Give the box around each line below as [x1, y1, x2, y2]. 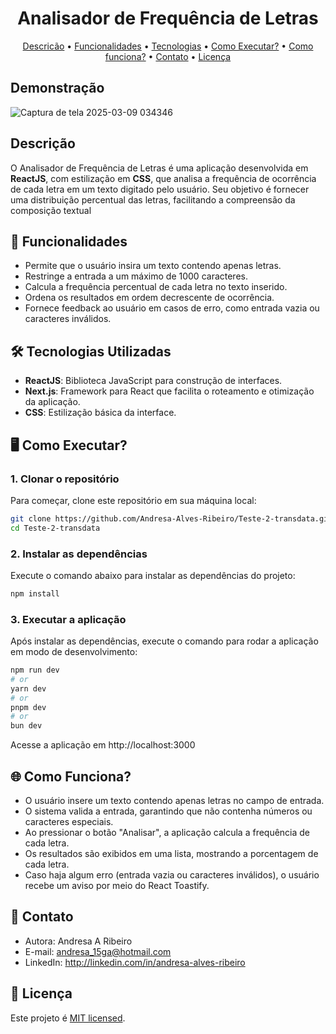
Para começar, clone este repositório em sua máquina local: [10, 494, 257, 506]
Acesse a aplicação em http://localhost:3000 [10, 739, 196, 751]
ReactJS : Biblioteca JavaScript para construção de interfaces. [24, 375, 283, 387]
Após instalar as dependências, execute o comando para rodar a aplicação [10, 635, 319, 647]
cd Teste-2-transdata [10, 523, 101, 533]
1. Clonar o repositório [10, 472, 120, 486]
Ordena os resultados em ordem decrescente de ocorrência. [24, 292, 275, 304]
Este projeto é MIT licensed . [10, 1012, 126, 1024]
